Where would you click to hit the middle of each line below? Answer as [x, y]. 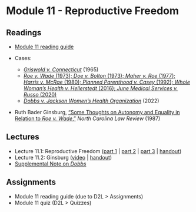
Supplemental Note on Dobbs [50, 164]
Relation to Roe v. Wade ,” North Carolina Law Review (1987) [87, 118]
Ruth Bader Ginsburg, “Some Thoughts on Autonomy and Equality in [97, 112]
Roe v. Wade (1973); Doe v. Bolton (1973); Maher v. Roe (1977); [99, 76]
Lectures [23, 137]
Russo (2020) [40, 95]
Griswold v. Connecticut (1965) [61, 69]
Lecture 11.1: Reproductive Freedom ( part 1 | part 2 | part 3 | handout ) [98, 151]
